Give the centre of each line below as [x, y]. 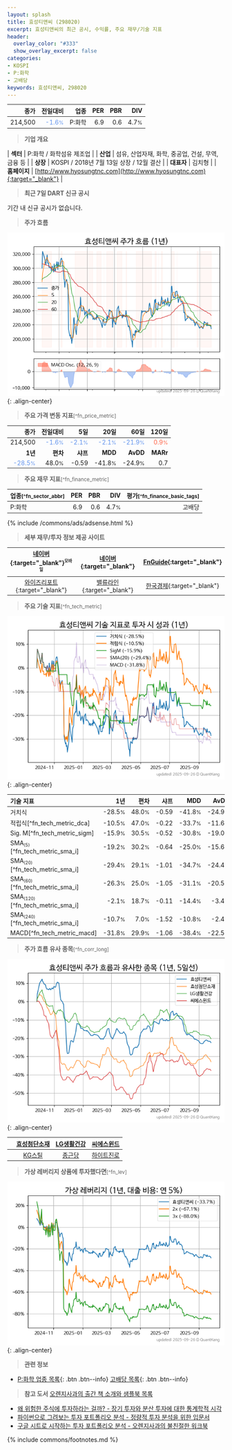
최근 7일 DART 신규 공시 [57, 193]
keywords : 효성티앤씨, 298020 [47, 88]
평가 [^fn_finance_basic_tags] [163, 495]
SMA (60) [21, 879]
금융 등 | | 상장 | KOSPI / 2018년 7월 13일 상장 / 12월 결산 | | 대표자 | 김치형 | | [112, 162]
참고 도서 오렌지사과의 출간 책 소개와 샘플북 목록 [88, 1394]
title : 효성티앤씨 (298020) [44, 22]
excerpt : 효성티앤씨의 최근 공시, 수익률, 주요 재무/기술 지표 [85, 29]
